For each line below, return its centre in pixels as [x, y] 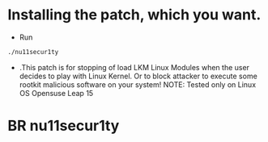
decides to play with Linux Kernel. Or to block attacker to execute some [138, 76]
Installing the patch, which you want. [134, 15]
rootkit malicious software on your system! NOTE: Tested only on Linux [138, 84]
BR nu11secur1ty [64, 126]
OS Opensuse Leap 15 [56, 93]
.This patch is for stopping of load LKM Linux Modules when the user [134, 67]
